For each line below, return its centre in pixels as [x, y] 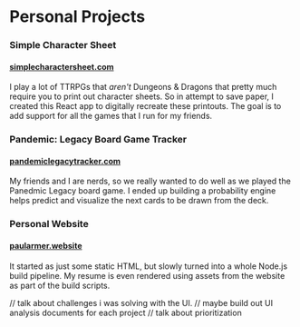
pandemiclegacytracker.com [65, 161]
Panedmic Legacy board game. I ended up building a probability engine [143, 191]
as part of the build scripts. [60, 285]
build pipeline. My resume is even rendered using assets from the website [147, 275]
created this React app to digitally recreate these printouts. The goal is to [145, 106]
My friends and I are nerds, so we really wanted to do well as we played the [150, 181]
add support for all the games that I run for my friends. [111, 116]
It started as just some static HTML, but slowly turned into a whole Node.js [149, 266]
